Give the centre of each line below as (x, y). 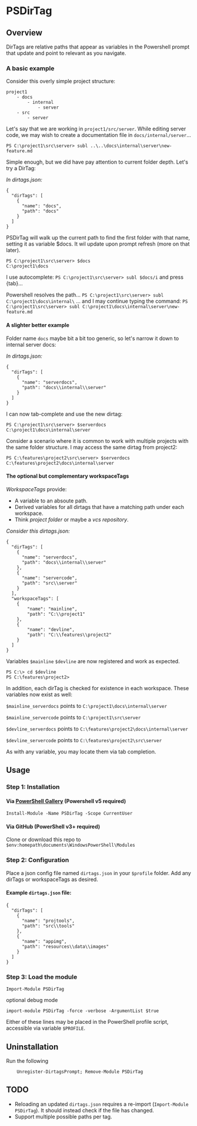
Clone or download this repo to (44, 840)
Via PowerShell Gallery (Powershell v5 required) (66, 801)
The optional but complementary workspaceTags (68, 476)
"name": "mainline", (52, 609)
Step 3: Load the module (42, 977)
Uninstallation (32, 1047)
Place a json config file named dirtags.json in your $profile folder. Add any (98, 873)
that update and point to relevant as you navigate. (66, 53)
